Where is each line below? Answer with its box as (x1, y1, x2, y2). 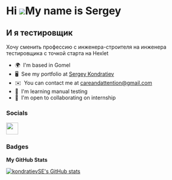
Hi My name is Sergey (6, 4, 122, 18)
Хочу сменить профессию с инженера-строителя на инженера (6, 43, 167, 50)
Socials (6, 108, 28, 117)
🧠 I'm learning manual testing (14, 88, 88, 95)
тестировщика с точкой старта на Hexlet (6, 50, 109, 57)
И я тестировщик (6, 28, 73, 38)
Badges (6, 143, 28, 151)
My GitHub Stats (6, 156, 48, 163)
